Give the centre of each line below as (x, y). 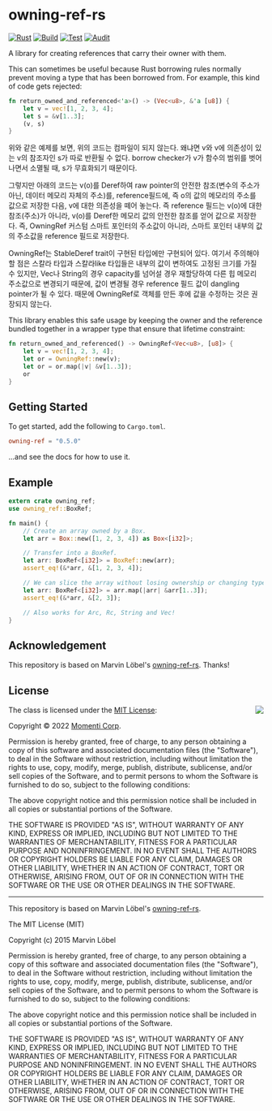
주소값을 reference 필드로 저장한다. (73, 236)
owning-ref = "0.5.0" (45, 441)
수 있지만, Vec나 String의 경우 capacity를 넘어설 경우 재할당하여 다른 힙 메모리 (133, 274)
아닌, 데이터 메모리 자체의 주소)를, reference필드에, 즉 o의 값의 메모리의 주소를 (132, 196)
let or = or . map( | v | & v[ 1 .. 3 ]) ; (77, 366)
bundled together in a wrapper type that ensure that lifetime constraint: (127, 329)
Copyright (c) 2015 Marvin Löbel (62, 940)
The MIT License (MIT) (47, 924)
